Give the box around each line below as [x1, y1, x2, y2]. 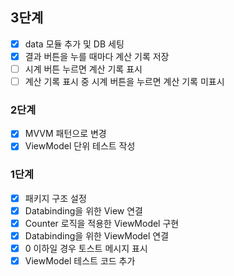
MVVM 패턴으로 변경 [24, 128, 107, 140]
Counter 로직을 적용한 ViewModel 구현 [24, 217, 180, 229]
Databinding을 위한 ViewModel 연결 [24, 229, 170, 242]
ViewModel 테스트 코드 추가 [24, 255, 136, 267]
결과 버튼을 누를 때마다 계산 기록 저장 [24, 50, 170, 62]
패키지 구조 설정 [24, 192, 87, 204]
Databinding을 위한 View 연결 [24, 204, 143, 217]
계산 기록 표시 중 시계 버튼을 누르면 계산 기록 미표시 [24, 76, 225, 87]
